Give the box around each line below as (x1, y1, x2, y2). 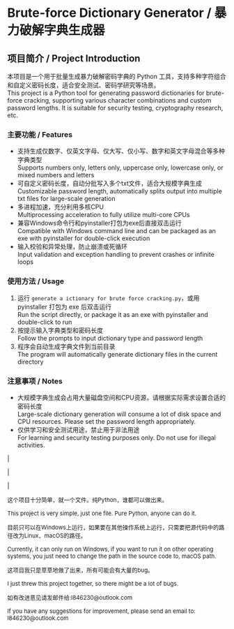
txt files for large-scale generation (17, 195, 116, 203)
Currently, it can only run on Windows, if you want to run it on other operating (7, 545, 214, 553)
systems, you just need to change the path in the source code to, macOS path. (7, 552, 217, 560)
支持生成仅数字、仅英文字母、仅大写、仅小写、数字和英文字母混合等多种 (17, 147, 225, 156)
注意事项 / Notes (7, 376, 63, 386)
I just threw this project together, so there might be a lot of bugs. (7, 579, 179, 587)
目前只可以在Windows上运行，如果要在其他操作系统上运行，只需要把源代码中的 (7, 523, 219, 531)
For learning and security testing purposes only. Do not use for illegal (17, 433, 216, 442)
